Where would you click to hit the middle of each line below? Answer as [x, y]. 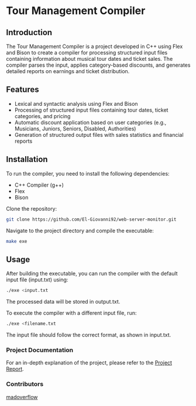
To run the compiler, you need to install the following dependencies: [88, 173]
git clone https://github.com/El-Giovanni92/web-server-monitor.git [91, 219]
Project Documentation [40, 350]
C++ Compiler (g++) [39, 185]
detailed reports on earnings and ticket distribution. [68, 71]
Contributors [25, 384]
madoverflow [22, 397]
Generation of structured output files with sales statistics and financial [99, 135]
